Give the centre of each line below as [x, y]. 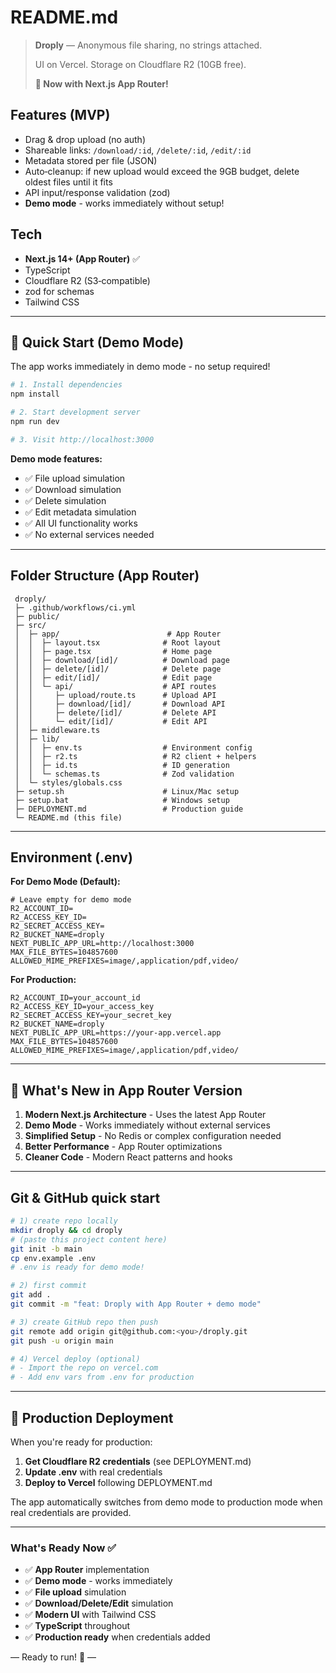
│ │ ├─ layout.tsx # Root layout [118, 642]
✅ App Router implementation [87, 1570]
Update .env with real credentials [93, 1472]
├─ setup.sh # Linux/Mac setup [127, 791]
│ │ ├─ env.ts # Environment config [133, 747]
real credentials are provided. [71, 1512]
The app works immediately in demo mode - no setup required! [140, 367]
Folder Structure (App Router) [105, 576]
